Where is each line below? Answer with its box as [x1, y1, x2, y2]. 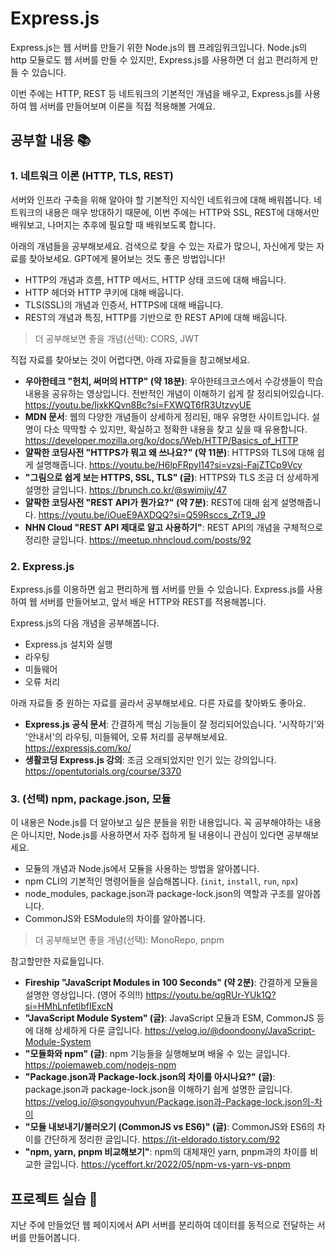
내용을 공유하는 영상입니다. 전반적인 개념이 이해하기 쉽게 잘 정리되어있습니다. [24, 387, 325, 399]
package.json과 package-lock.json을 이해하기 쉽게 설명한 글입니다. [24, 1083, 293, 1096]
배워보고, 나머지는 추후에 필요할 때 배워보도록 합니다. [10, 218, 216, 231]
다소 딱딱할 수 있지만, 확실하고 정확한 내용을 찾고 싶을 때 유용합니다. [43, 423, 308, 435]
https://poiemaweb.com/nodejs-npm [24, 1059, 177, 1071]
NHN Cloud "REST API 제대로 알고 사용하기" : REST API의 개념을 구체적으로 [24, 521, 324, 533]
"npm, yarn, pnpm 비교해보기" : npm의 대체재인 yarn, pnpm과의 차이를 [24, 1146, 308, 1158]
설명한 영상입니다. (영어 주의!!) [24, 989, 144, 1001]
